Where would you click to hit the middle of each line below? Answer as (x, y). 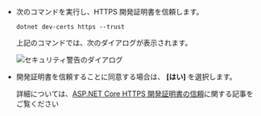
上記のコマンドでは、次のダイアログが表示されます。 (104, 43)
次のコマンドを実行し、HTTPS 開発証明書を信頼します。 (110, 12)
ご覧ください (37, 104)
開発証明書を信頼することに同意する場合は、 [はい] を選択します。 (126, 77)
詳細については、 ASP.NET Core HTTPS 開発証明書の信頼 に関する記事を (135, 94)
